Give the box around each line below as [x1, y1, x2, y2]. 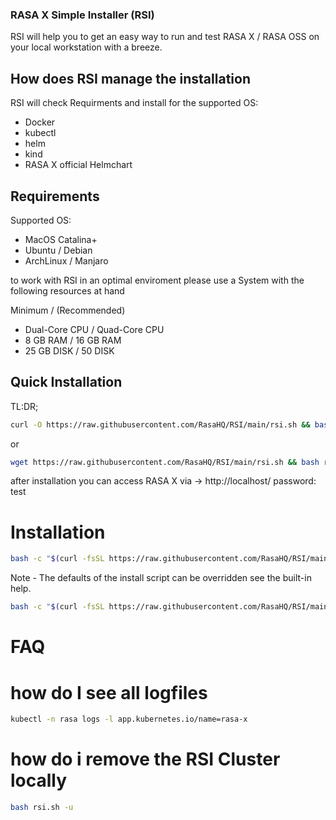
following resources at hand [10, 284, 125, 297]
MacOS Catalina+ [24, 233, 98, 245]
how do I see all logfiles [10, 681, 208, 704]
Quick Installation [10, 374, 123, 391]
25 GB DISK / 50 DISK [24, 344, 115, 357]
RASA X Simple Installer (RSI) [10, 8, 155, 22]
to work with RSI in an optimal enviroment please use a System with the [10, 274, 305, 286]
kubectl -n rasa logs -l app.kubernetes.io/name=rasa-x [10, 714, 248, 725]
